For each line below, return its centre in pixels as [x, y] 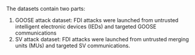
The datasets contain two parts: [46, 9]
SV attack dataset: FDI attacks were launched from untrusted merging [102, 39]
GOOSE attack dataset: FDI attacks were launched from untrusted [97, 20]
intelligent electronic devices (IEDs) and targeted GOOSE [86, 27]
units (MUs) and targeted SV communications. [72, 45]
